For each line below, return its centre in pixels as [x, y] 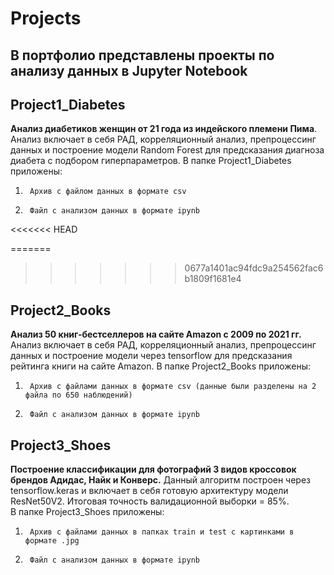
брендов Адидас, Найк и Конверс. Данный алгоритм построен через [161, 480]
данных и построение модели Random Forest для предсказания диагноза [167, 150]
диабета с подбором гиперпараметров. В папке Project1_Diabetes [151, 161]
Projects [46, 18]
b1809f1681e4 [213, 279]
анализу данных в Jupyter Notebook [129, 70]
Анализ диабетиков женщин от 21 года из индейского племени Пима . [164, 129]
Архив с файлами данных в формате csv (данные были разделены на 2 [173, 387]
